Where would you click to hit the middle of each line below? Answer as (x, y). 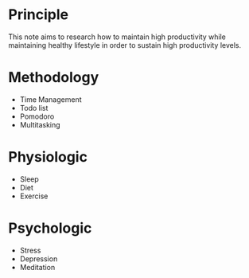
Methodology (54, 78)
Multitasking (40, 124)
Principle (39, 15)
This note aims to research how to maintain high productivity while (117, 37)
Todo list (34, 108)
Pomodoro (37, 116)
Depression (39, 258)
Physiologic (48, 157)
